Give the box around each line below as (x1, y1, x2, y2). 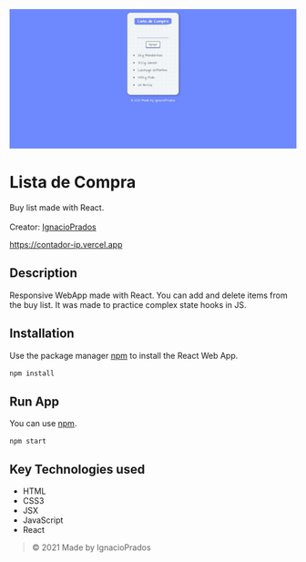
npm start (9, 437, 47, 446)
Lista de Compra (9, 172, 137, 193)
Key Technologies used (9, 461, 146, 477)
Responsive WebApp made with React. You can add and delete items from (9, 290, 289, 301)
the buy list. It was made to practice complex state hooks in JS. (9, 299, 247, 310)
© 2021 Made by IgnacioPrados (31, 542, 152, 553)
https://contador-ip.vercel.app (9, 240, 123, 250)
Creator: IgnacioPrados (9, 221, 97, 232)
